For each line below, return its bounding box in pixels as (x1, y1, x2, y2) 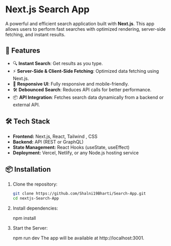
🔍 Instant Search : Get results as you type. (12, 60, 103, 66)
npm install (12, 215, 36, 221)
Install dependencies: (12, 205, 58, 211)
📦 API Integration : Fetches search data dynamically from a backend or (12, 94, 164, 100)
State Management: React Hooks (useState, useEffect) (12, 144, 130, 150)
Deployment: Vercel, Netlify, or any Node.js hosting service (12, 150, 139, 156)
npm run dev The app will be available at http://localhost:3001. (12, 235, 144, 241)
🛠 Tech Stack (5, 117, 50, 126)
